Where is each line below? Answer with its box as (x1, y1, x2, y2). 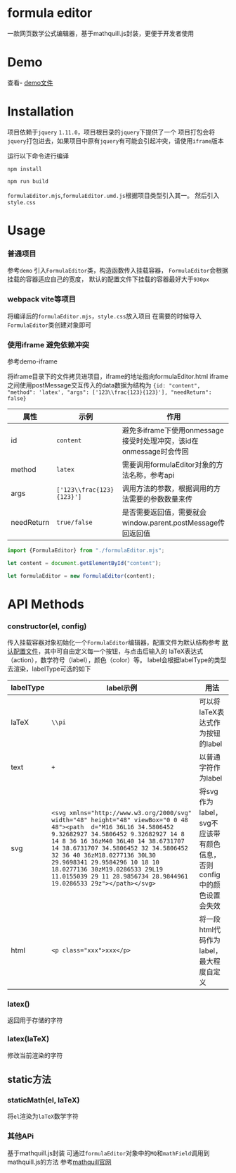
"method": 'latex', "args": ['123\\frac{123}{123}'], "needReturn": (7, 389, 212, 396)
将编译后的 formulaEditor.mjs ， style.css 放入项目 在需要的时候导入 (7, 311, 202, 320)
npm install (7, 166, 42, 173)
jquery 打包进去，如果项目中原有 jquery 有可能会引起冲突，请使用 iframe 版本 (7, 136, 224, 145)
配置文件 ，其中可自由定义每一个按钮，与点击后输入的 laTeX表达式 (13, 647, 204, 655)
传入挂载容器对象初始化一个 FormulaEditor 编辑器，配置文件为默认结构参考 (7, 638, 221, 646)
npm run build (7, 178, 49, 185)
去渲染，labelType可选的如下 (7, 664, 91, 673)
